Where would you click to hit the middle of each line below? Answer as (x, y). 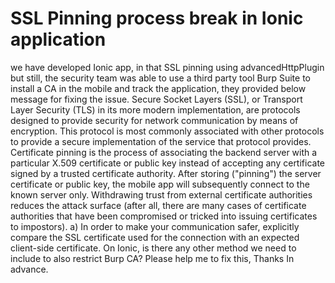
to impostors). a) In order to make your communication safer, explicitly (155, 226)
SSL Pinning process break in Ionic (157, 18)
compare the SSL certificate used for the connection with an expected (155, 237)
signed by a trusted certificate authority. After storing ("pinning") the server (166, 173)
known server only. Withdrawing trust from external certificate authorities (161, 194)
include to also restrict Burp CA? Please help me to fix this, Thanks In (152, 258)
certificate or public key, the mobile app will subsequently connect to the (160, 184)
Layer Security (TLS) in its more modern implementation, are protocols (155, 109)
